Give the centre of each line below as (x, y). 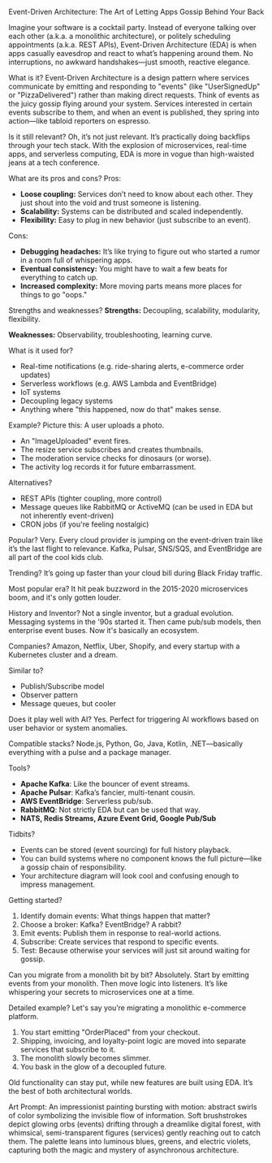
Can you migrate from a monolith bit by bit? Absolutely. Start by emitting (129, 975)
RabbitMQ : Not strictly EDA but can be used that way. (110, 809)
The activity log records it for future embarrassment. (108, 467)
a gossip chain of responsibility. (73, 867)
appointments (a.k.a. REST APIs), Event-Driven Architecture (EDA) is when (133, 45)
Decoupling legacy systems (67, 401)
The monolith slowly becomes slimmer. (85, 1058)
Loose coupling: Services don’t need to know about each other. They (136, 194)
